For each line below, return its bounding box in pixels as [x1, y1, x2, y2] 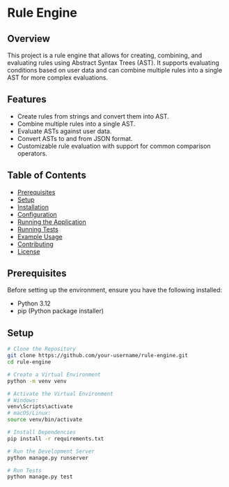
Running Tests [17, 225, 59, 233]
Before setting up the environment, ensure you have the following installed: [7, 286, 223, 294]
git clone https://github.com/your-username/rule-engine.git [7, 352, 189, 359]
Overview [7, 33, 51, 45]
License [17, 247, 40, 255]
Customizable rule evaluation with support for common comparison [17, 142, 211, 150]
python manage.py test [7, 473, 73, 481]
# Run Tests [7, 467, 42, 474]
